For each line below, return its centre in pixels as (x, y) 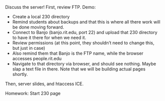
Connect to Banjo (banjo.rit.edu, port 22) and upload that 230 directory (85, 32)
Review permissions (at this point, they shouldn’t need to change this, (83, 43)
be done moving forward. (38, 27)
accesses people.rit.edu (37, 58)
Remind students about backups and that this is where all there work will (86, 22)
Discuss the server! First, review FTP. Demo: (50, 7)
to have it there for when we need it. (49, 37)
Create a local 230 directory (41, 17)
